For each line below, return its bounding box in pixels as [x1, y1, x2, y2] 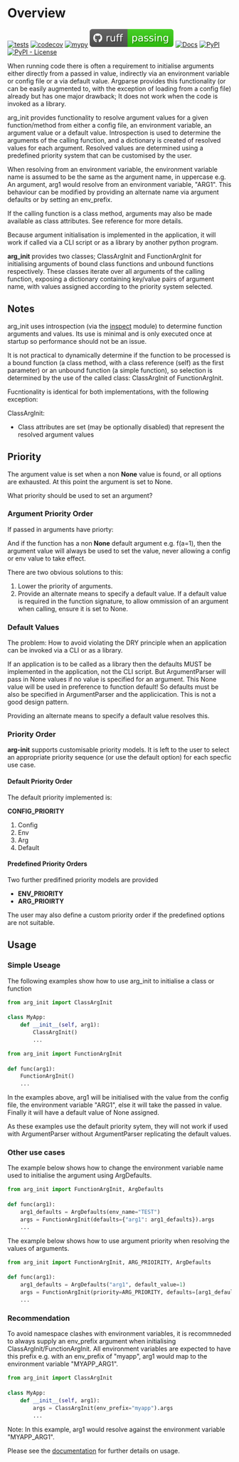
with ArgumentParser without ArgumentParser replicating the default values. [7, 1130, 232, 1138]
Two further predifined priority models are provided [7, 875, 159, 884]
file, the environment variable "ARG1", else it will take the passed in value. [7, 1100, 223, 1110]
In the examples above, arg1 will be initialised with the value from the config [7, 1093, 229, 1102]
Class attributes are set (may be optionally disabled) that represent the [17, 422, 225, 431]
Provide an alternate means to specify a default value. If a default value [17, 589, 227, 598]
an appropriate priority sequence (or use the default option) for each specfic [7, 753, 232, 762]
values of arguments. [7, 1244, 70, 1252]
